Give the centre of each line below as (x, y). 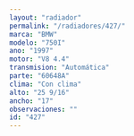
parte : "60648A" (39, 76)
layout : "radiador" (46, 17)
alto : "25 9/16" (39, 92)
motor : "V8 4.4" (39, 59)
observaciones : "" (43, 109)
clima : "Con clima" (46, 84)
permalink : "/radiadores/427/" (67, 26)
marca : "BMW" (33, 34)
